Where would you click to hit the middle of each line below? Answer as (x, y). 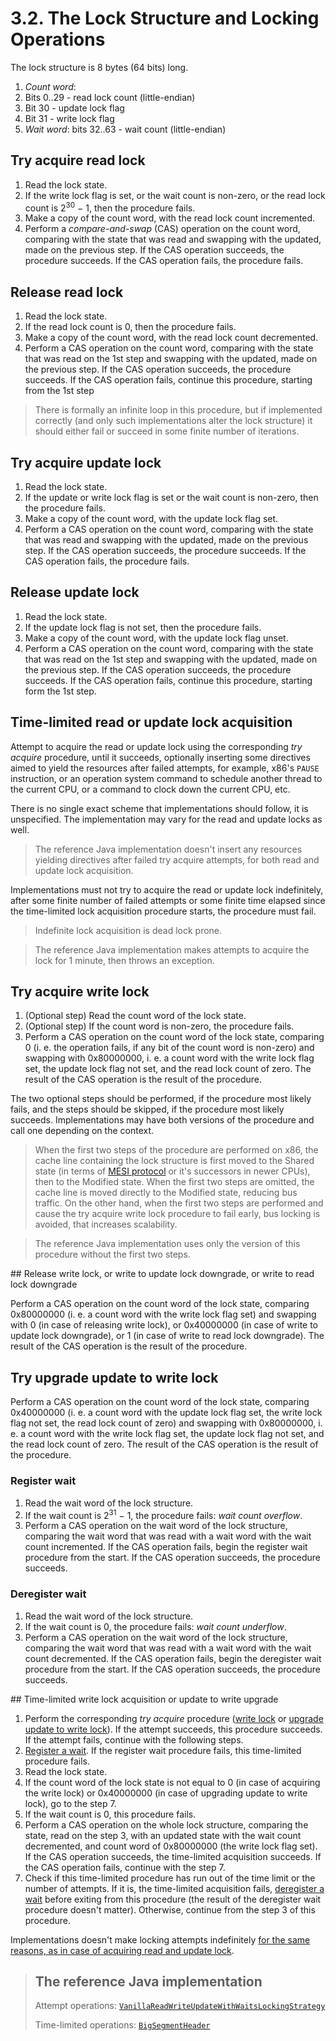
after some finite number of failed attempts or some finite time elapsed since (168, 900)
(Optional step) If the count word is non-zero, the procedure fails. (159, 1026)
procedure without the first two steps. (112, 1254)
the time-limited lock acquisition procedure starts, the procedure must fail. (163, 911)
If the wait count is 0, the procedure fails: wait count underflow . (155, 1626)
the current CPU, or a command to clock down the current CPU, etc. (150, 789)
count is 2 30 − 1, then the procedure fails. (110, 207)
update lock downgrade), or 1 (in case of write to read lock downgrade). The (167, 1336)
